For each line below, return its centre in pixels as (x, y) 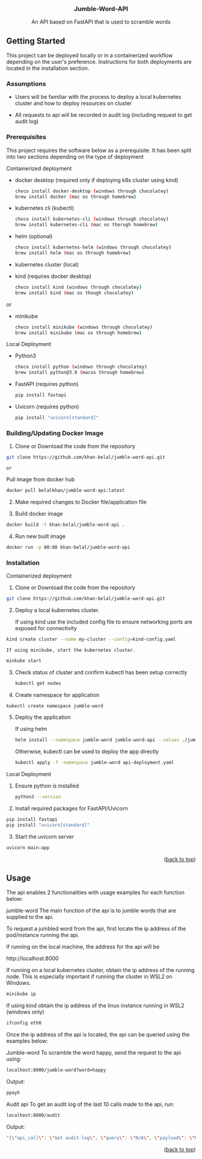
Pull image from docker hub (41, 479)
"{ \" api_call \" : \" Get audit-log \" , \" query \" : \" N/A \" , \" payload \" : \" (101, 1138)
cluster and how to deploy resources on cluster (73, 103)
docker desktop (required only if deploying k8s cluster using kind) (96, 180)
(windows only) (25, 1012)
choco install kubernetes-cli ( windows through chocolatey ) (92, 219)
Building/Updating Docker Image (55, 433)
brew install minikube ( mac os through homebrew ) (78, 333)
